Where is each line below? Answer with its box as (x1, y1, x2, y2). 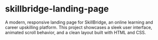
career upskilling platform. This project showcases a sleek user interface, (5, 24, 153, 30)
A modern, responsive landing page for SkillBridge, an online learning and (5, 19, 154, 25)
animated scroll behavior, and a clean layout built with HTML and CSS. (5, 29, 146, 35)
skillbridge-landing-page (5, 3, 109, 14)
